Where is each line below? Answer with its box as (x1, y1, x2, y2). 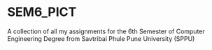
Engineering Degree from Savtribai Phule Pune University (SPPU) (7, 34, 195, 42)
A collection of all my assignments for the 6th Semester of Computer (7, 27, 205, 35)
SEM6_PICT (7, 4, 77, 20)
